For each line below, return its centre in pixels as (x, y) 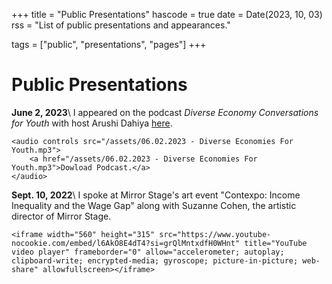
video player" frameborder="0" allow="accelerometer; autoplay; (148, 252)
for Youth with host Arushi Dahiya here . (92, 123)
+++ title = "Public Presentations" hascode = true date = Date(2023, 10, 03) (167, 14)
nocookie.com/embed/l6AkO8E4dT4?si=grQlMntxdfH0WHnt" (126, 243)
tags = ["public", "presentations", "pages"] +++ (109, 44)
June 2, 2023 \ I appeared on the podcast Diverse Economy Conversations (165, 112)
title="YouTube (276, 243)
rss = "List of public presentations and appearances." (121, 25)
